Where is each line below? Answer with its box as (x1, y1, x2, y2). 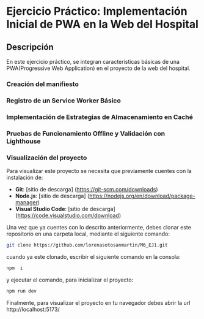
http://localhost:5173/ (6, 306, 60, 313)
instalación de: (6, 174, 43, 181)
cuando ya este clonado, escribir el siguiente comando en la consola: (6, 253, 181, 260)
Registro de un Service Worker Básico (6, 96, 121, 105)
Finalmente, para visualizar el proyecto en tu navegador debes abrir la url (6, 299, 191, 306)
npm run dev (6, 288, 37, 294)
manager (15, 198, 38, 206)
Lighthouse (6, 137, 41, 145)
